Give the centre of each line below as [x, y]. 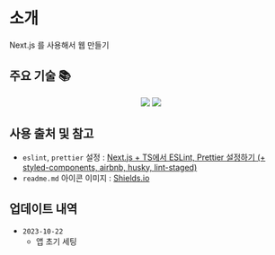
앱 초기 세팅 [56, 242]
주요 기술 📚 [40, 76]
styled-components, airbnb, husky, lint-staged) [110, 167]
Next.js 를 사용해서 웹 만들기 [59, 45]
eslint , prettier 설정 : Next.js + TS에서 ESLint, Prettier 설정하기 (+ [144, 157]
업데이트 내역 [44, 209]
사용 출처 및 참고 [52, 134]
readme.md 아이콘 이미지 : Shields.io [86, 178]
